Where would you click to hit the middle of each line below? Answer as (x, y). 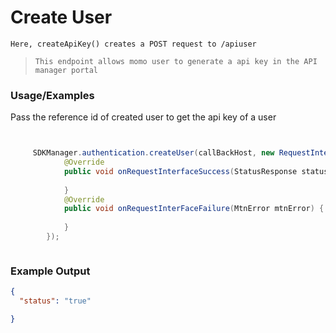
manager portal (66, 70)
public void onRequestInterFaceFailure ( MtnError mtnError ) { (194, 209)
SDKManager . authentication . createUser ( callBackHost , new (153, 153)
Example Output (50, 271)
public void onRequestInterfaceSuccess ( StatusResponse (180, 171)
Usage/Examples (52, 95)
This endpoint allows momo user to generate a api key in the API (176, 61)
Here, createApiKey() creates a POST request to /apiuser (133, 44)
